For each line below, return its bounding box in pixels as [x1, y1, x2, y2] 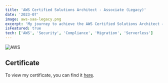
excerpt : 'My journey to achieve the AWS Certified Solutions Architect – [5, 21, 164, 26]
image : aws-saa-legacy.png [5, 16, 61, 21]
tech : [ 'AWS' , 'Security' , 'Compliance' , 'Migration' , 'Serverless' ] [5, 30, 153, 35]
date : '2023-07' [5, 12, 39, 17]
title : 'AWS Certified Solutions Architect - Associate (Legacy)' [5, 7, 146, 12]
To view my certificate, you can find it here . [5, 72, 94, 78]
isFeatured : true [5, 26, 41, 31]
